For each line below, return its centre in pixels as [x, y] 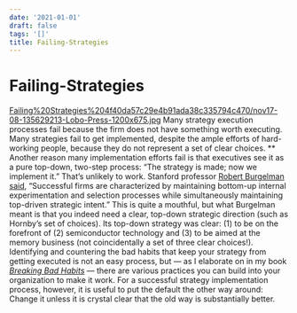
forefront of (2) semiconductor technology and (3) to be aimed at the [135, 233]
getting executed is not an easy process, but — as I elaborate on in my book [148, 262]
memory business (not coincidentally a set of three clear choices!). [132, 243]
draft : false [33, 26]
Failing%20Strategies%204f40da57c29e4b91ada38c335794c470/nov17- [144, 111]
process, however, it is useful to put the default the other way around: [136, 290]
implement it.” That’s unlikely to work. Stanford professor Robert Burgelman [147, 176]
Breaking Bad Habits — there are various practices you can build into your [145, 270]
